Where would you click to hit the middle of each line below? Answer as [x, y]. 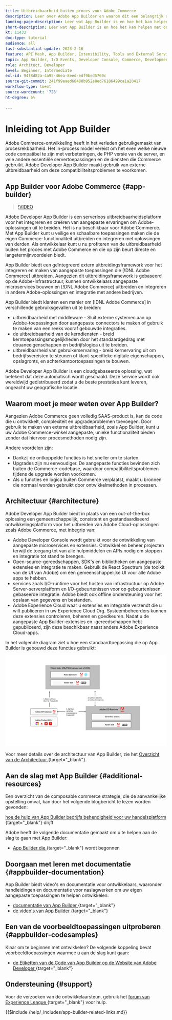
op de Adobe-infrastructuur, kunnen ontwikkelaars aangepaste [72, 281]
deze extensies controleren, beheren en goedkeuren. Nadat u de [81, 616]
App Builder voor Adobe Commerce [63, 187]
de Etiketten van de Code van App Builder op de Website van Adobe [85, 963]
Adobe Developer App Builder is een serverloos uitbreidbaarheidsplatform [83, 217]
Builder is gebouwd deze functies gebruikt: [51, 648]
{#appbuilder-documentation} [55, 872]
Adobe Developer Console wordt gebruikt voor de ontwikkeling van [84, 540]
